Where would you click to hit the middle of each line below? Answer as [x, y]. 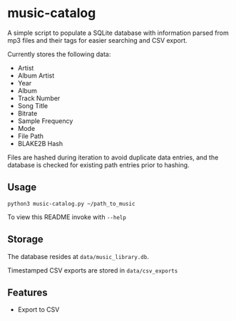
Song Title [33, 105]
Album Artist [36, 75]
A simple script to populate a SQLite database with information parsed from [118, 33]
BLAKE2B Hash [40, 143]
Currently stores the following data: [59, 54]
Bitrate [27, 113]
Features [27, 292]
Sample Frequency [45, 121]
